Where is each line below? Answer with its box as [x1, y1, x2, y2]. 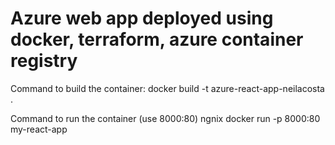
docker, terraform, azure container [10, 28, 304, 51]
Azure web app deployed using [10, 7, 274, 30]
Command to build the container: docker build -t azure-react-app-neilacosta [10, 82, 325, 94]
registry [10, 50, 78, 72]
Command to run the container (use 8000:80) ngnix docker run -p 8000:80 [10, 112, 321, 124]
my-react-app [10, 123, 68, 135]
